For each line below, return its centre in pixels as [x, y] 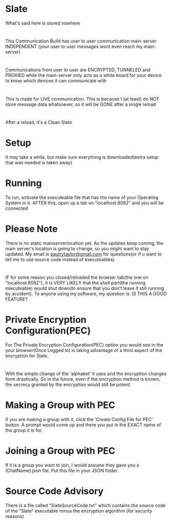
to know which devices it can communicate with [56, 81]
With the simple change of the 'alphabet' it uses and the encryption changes [86, 374]
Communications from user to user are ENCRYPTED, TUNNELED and [78, 70]
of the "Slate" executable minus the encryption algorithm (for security [79, 511]
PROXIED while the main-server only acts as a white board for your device [84, 75]
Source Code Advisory [55, 491]
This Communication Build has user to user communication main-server [81, 41]
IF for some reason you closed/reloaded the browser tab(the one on [77, 277]
